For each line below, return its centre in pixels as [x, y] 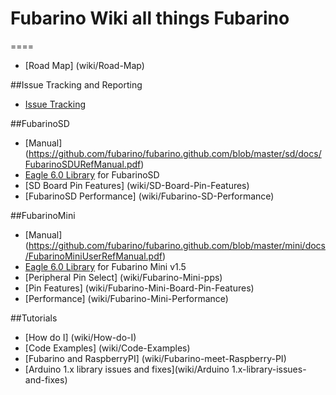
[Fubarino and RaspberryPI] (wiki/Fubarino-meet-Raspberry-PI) [155, 358]
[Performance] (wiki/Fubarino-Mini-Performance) [126, 298]
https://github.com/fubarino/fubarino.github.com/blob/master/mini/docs [177, 245]
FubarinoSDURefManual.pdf [83, 164]
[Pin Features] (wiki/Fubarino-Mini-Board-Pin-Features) [139, 288]
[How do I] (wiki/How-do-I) [80, 337]
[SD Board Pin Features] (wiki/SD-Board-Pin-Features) [137, 185]
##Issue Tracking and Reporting [76, 84]
